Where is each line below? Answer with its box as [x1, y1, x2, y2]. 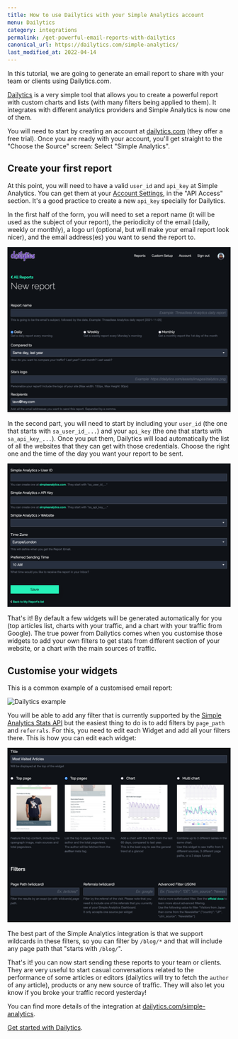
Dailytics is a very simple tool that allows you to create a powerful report [7, 91, 218, 99]
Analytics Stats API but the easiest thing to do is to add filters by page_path [7, 719, 225, 727]
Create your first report [7, 163, 112, 175]
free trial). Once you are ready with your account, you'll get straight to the [7, 135, 222, 143]
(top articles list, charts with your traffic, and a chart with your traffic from [7, 622, 222, 630]
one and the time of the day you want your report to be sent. [7, 449, 184, 458]
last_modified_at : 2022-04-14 [7, 49, 97, 56]
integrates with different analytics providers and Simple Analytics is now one [7, 106, 231, 114]
